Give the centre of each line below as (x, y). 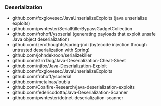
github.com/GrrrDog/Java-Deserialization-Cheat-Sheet (69, 61)
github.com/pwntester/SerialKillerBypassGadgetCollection (72, 29)
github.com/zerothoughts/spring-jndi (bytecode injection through (79, 45)
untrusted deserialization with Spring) (51, 50)
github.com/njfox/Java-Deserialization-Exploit (59, 66)
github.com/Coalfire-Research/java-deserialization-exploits (73, 87)
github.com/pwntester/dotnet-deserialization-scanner (68, 98)
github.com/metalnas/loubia (41, 82)
